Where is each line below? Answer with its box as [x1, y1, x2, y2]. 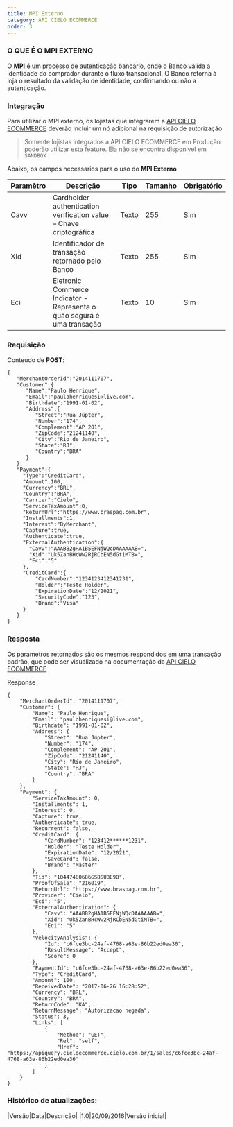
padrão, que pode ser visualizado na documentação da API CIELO [7, 657, 196, 666]
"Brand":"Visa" [35, 600, 79, 607]
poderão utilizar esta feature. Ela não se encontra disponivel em [24, 145, 207, 153]
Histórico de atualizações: [7, 1096, 98, 1106]
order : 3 [7, 23, 33, 30]
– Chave [52, 218, 80, 228]
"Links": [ [32, 1019, 64, 1026]
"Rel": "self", [56, 1038, 101, 1044]
